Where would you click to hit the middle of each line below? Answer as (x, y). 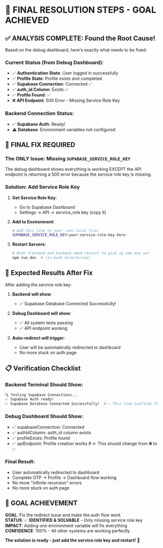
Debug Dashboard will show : (42, 313)
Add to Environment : (33, 221)
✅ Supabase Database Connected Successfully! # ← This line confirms (79, 404)
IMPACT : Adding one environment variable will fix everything (66, 526)
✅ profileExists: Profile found (41, 438)
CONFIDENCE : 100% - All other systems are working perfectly (68, 530)
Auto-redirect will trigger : (38, 338)
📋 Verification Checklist (43, 369)
